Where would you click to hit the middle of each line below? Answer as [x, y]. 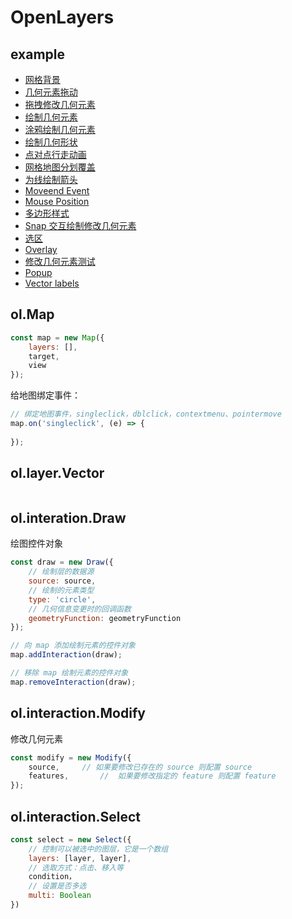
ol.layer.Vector [57, 473]
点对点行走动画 [55, 154]
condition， [52, 877]
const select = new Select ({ [71, 839]
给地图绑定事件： [45, 395]
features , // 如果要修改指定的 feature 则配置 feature [152, 776]
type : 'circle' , [62, 599]
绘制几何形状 [51, 142]
